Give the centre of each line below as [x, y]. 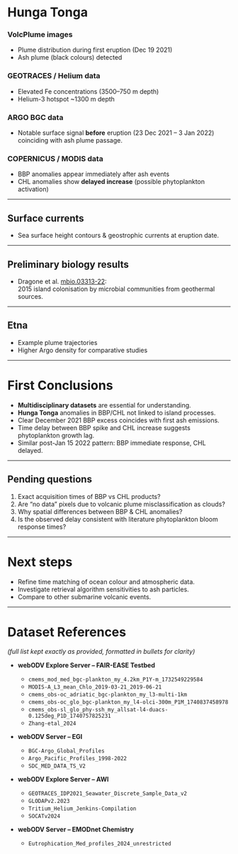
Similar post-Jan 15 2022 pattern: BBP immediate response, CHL [112, 443]
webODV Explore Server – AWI [63, 779]
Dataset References [67, 632]
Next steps [40, 562]
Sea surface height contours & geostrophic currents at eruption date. [118, 236]
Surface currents [46, 218]
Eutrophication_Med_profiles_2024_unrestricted [100, 844]
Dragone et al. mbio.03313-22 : [62, 281]
